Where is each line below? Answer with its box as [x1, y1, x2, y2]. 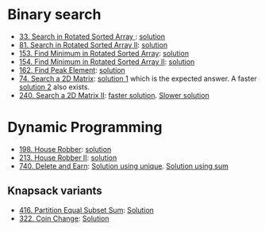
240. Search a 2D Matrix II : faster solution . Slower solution [18, 90, 209, 100]
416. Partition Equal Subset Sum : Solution [18, 205, 154, 214]
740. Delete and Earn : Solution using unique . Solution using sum [18, 161, 229, 171]
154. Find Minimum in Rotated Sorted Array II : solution [18, 57, 195, 66]
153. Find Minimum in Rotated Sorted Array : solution [18, 48, 190, 58]
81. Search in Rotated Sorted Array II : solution [18, 40, 168, 49]
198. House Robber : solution [18, 144, 112, 153]
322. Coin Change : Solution [18, 214, 109, 223]
